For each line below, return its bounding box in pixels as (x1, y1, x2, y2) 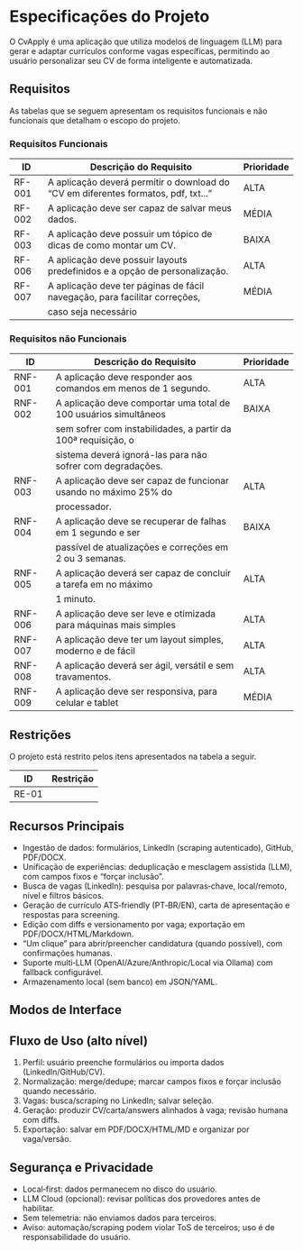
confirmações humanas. (22, 947, 113, 958)
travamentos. (55, 671, 112, 683)
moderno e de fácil (55, 644, 135, 657)
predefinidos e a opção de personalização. (47, 265, 229, 278)
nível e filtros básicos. (22, 890, 105, 900)
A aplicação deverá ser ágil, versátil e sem (55, 660, 234, 672)
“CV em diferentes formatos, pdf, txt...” (47, 187, 213, 200)
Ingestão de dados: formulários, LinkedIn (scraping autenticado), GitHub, (22, 842, 294, 853)
